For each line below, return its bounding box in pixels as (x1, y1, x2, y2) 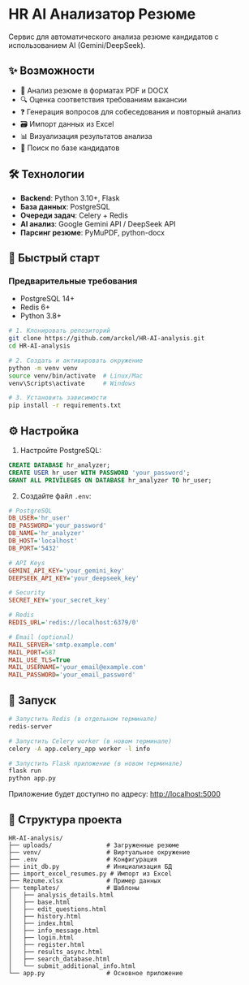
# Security (8, 589, 45, 597)
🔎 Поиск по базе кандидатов (19, 143, 120, 153)
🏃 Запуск (8, 693, 57, 707)
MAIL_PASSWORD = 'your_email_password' (8, 671, 136, 679)
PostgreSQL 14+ (19, 294, 75, 304)
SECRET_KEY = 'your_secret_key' (8, 596, 111, 605)
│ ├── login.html (8, 933, 75, 942)
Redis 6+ (19, 302, 50, 313)
